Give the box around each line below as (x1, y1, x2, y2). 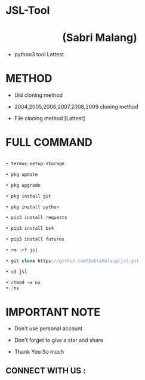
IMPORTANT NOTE (5, 305, 101, 319)
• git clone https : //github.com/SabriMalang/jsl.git (5, 258, 140, 264)
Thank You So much (14, 348, 64, 355)
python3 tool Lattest (14, 51, 64, 58)
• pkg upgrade (5, 182, 41, 189)
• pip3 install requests (5, 215, 67, 221)
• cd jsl (5, 269, 27, 275)
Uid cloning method (14, 92, 63, 99)
